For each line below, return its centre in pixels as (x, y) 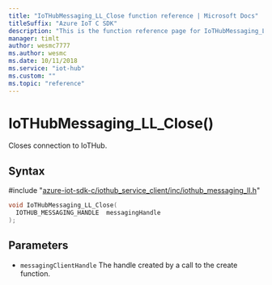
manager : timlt (34, 38)
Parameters (38, 246)
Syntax (27, 171)
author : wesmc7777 (39, 46)
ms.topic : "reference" (47, 83)
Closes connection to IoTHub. (58, 145)
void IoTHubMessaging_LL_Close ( (63, 205)
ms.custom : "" (32, 76)
